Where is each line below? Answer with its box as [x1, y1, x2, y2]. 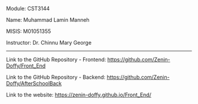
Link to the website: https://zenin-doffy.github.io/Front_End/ [6, 91, 151, 98]
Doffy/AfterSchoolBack [6, 80, 62, 87]
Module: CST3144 [6, 5, 50, 12]
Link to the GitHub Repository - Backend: [6, 73, 106, 80]
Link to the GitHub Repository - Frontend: [6, 56, 106, 63]
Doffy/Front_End [6, 62, 46, 69]
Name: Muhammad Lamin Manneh [6, 16, 90, 23]
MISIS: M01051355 [6, 28, 51, 35]
